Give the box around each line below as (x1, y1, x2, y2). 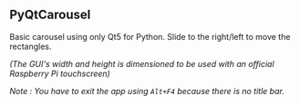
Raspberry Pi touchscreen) (9, 68, 111, 79)
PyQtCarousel (9, 7, 91, 23)
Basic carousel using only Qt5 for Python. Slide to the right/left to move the (9, 31, 291, 42)
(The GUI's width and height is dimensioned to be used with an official (9, 58, 275, 69)
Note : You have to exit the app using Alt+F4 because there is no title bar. (9, 85, 284, 96)
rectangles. (9, 41, 52, 52)
